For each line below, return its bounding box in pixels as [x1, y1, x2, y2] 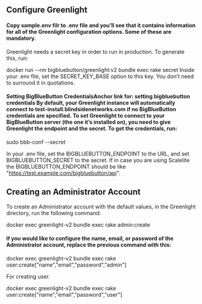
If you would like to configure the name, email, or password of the [6, 235, 174, 242]
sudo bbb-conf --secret [6, 138, 66, 146]
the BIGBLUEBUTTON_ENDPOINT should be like [6, 163, 126, 170]
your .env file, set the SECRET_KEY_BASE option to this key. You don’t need [6, 73, 194, 80]
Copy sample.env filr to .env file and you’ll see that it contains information [6, 21, 196, 29]
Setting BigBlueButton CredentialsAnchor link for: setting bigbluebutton [6, 93, 191, 100]
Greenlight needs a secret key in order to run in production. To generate [6, 48, 185, 55]
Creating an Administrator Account [6, 187, 140, 197]
